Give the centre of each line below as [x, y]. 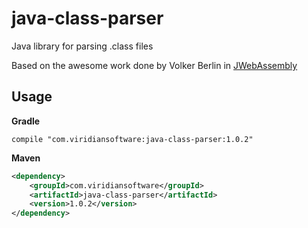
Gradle [26, 121]
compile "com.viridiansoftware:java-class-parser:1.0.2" [132, 139]
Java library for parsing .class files [82, 46]
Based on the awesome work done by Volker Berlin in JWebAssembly [154, 65]
